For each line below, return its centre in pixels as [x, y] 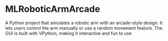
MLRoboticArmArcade [53, 9]
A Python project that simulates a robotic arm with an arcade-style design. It [84, 23]
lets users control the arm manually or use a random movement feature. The [84, 28]
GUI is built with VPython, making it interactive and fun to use [68, 33]
